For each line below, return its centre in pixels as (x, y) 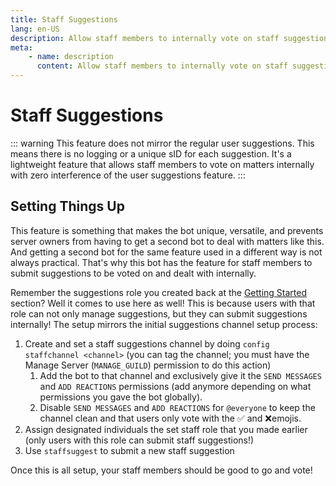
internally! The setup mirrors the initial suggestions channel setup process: (164, 324)
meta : (21, 47)
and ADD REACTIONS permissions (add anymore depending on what (175, 386)
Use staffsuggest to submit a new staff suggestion (129, 450)
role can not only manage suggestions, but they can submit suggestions (159, 313)
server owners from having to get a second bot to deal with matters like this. (167, 241)
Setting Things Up (67, 206)
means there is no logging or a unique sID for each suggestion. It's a (151, 153)
